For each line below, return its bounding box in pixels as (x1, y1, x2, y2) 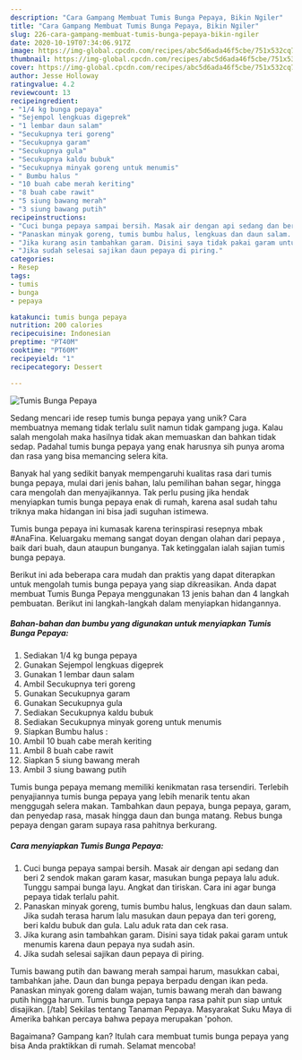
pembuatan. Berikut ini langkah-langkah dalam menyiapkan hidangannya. (10, 598, 281, 608)
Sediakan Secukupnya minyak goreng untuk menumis (22, 717, 222, 728)
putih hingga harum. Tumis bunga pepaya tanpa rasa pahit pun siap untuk (10, 995, 283, 1005)
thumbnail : (10, 55, 51, 64)
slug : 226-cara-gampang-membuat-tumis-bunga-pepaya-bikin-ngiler (10, 30, 259, 39)
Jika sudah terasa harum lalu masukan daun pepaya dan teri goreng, (22, 910, 277, 921)
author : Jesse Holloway (10, 72, 99, 81)
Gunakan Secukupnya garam (22, 688, 131, 699)
